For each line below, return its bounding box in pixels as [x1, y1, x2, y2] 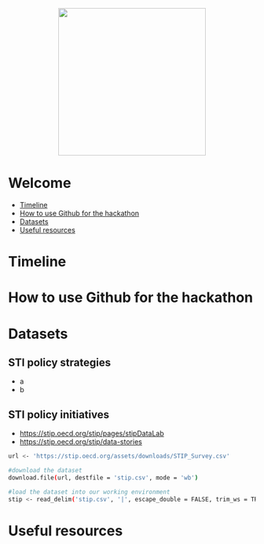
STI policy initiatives [8, 408, 110, 421]
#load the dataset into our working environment [8, 487, 170, 496]
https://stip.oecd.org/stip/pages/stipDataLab [19, 428, 164, 439]
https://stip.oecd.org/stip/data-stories [19, 437, 143, 447]
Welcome [8, 175, 71, 192]
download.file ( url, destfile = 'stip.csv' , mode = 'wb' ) [8, 473, 199, 482]
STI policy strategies [8, 355, 112, 369]
